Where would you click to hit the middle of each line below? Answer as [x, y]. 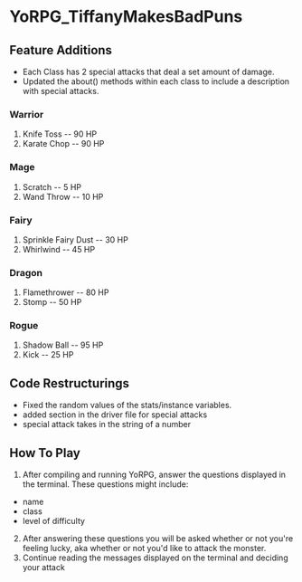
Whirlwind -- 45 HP [59, 249]
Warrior [27, 114]
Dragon [26, 272]
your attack [43, 568]
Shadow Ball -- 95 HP [63, 345]
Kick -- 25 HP [48, 355]
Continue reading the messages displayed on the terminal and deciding [155, 558]
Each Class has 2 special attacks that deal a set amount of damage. [148, 72]
